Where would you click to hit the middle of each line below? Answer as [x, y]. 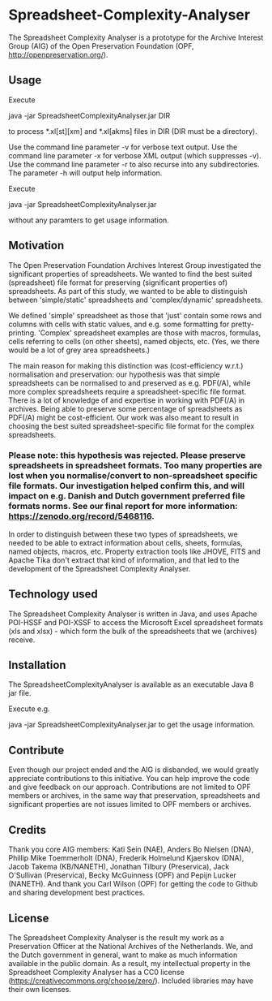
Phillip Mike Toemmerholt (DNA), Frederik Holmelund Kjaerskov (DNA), [126, 858]
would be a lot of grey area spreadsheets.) [79, 350]
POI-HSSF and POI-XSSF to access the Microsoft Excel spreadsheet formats [136, 622]
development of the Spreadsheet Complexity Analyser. [100, 568]
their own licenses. [40, 989]
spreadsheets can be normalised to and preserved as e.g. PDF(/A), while [130, 382]
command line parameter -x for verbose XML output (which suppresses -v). [135, 155]
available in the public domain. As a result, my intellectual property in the [130, 963]
